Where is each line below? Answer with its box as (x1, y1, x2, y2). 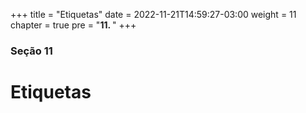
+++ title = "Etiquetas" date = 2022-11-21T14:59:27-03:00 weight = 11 (10, 9, 297, 20)
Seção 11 (10, 44, 53, 58)
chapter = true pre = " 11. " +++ (10, 19, 137, 31)
